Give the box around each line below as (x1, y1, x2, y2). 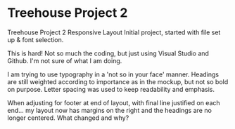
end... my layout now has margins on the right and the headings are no (7, 106, 212, 114)
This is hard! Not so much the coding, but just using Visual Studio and (7, 49, 210, 57)
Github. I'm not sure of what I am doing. (7, 56, 122, 64)
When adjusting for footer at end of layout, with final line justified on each (7, 98, 220, 107)
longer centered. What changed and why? (7, 114, 129, 122)
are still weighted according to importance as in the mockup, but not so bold (7, 77, 229, 86)
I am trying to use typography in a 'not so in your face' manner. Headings (7, 70, 220, 79)
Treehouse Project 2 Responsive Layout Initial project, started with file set (7, 28, 221, 36)
